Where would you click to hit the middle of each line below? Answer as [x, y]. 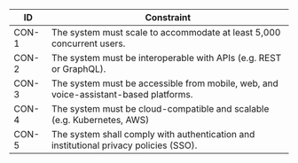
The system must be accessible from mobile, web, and [165, 83]
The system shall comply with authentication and [153, 134]
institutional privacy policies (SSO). [125, 145]
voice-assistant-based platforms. [122, 94]
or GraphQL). [79, 69]
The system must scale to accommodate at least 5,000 [166, 32]
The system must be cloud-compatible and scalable [161, 109]
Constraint [168, 17]
